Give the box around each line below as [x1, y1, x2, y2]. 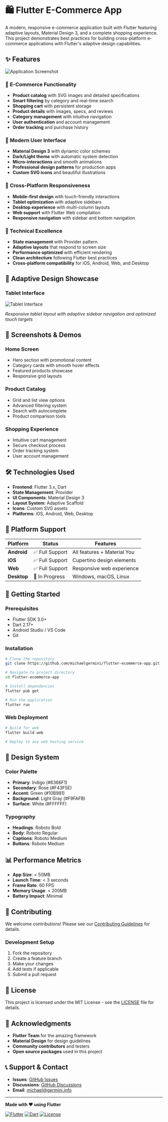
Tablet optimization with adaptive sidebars [12, 199, 101, 205]
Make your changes [12, 961, 53, 967]
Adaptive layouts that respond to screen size [12, 244, 106, 250]
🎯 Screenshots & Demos [5, 331, 81, 339]
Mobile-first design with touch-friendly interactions [12, 193, 120, 199]
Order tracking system [12, 448, 59, 454]
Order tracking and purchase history [12, 124, 88, 130]
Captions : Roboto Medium [12, 835, 67, 841]
